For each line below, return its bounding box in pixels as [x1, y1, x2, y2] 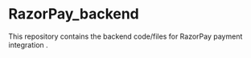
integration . [8, 39, 48, 49]
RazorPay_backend [8, 5, 139, 23]
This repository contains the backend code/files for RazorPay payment [8, 31, 243, 41]
